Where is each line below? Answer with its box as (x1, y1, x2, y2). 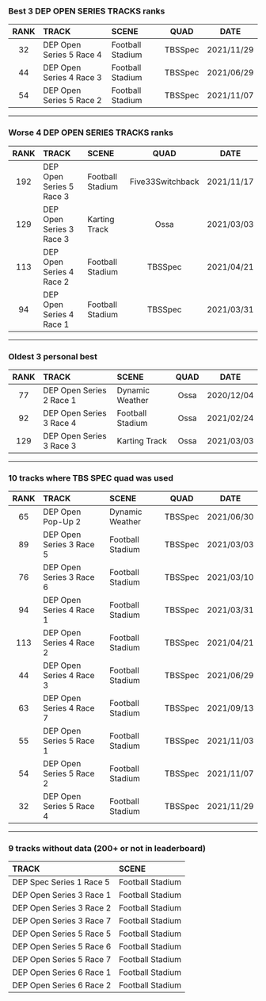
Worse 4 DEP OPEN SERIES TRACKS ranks (8, 127, 174, 138)
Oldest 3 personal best (8, 351, 97, 362)
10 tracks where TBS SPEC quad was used (8, 472, 174, 483)
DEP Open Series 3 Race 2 (12, 903, 112, 914)
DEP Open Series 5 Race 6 (12, 942, 112, 953)
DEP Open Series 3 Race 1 (12, 890, 112, 901)
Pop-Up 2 (43, 516, 82, 527)
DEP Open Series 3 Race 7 (12, 915, 112, 926)
